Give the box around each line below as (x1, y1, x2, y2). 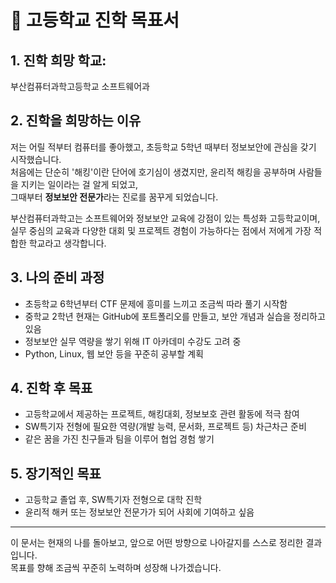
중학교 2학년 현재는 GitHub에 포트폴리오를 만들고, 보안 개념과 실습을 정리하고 (24, 310, 326, 322)
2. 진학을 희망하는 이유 (10, 112, 142, 130)
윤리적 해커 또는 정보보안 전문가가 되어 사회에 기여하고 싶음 (24, 506, 255, 518)
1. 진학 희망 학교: (10, 52, 107, 69)
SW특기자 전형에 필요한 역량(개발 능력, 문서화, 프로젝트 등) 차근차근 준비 (24, 421, 307, 433)
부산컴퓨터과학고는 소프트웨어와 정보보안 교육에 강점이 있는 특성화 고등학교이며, (10, 212, 321, 224)
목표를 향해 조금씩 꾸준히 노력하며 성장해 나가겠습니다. (10, 562, 222, 574)
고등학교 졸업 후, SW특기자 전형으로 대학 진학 (24, 494, 203, 506)
